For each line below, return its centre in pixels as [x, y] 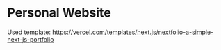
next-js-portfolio [31, 39]
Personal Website [59, 13]
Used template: [29, 32]
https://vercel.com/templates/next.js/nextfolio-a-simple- [133, 32]
